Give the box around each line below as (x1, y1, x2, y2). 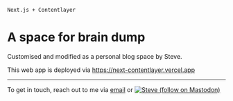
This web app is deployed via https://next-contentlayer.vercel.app (7, 66, 196, 74)
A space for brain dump (7, 30, 146, 45)
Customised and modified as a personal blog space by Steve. (7, 52, 182, 60)
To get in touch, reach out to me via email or (7, 85, 133, 93)
